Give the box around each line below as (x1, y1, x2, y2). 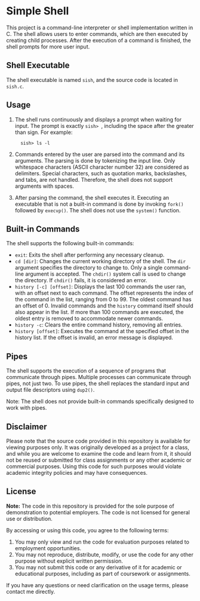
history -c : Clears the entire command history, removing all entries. (14, 321, 183, 328)
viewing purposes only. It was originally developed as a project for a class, (6, 444, 189, 451)
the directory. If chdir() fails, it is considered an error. (14, 277, 147, 284)
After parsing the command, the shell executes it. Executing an (14, 194, 170, 201)
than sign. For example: (14, 129, 73, 136)
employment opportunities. (14, 544, 82, 551)
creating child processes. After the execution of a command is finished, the (6, 36, 191, 44)
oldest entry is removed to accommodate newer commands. (14, 315, 163, 322)
